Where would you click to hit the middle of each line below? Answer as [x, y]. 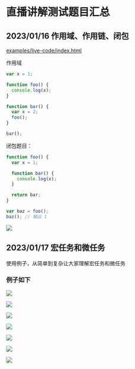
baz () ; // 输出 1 [27, 217]
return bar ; [26, 195]
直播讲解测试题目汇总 [58, 12]
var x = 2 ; [25, 112]
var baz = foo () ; [28, 211]
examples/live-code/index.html [44, 50]
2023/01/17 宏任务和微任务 [56, 248]
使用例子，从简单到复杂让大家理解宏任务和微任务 [66, 263]
